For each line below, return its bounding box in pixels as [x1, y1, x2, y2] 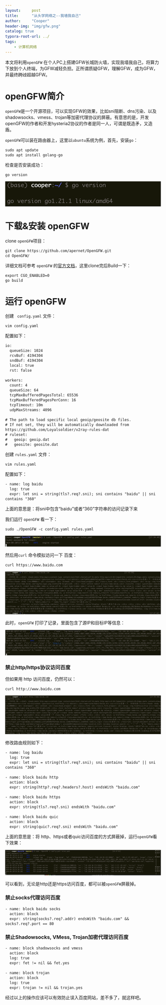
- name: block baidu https [5, 795, 61, 800]
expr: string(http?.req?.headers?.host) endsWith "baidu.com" [9, 785, 140, 790]
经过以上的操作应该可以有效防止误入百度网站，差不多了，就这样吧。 [5, 995, 144, 1001]
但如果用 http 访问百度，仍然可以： [5, 676, 77, 682]
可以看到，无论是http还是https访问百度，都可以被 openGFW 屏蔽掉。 [5, 880, 139, 887]
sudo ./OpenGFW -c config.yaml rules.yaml [5, 527, 94, 532]
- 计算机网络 [14, 44, 37, 49]
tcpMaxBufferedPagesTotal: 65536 [9, 393, 79, 398]
